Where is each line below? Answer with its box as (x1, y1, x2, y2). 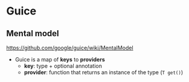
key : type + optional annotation (24, 62, 103, 69)
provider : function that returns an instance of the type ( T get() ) (24, 69, 184, 76)
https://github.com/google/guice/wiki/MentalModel (6, 44, 134, 51)
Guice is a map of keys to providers (14, 56, 105, 63)
